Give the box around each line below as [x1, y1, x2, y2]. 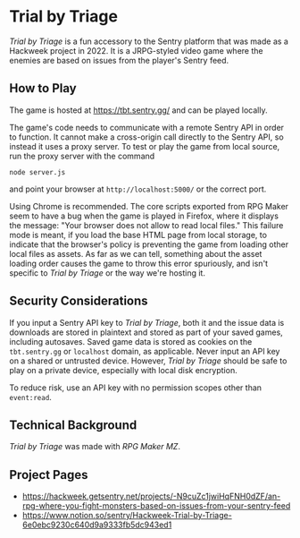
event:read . [9, 391, 52, 402]
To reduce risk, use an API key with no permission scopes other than [9, 382, 262, 393]
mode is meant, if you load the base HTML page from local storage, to [9, 229, 268, 240]
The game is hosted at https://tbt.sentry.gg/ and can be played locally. [9, 105, 268, 115]
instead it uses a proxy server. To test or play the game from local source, [9, 141, 280, 151]
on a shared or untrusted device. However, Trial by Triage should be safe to [9, 355, 287, 366]
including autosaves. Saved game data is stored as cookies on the [9, 336, 253, 346]
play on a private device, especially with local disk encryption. [9, 364, 238, 375]
